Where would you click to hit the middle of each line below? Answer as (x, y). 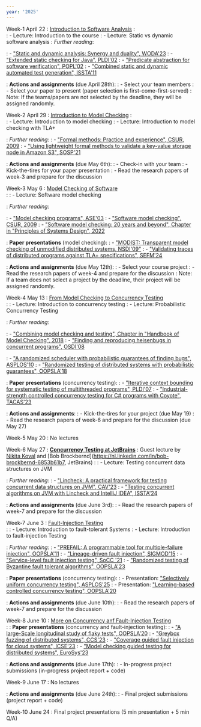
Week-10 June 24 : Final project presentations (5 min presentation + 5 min (98, 712)
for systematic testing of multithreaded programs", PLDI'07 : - (82, 389)
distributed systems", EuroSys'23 (47, 652)
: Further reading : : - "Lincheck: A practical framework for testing (86, 480)
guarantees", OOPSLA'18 (37, 371)
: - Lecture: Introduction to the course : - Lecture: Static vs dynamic (90, 35)
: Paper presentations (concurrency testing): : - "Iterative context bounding (100, 382)
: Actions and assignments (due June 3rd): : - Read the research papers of (100, 505)
